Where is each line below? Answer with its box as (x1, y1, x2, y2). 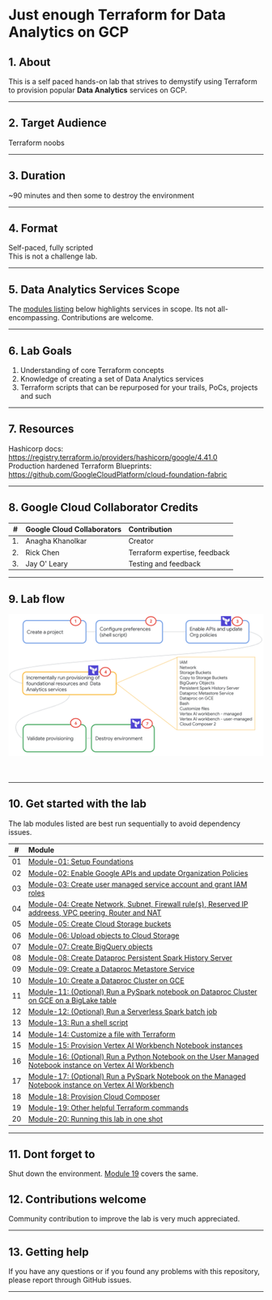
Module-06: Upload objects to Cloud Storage (28, 930, 180, 940)
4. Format (8, 221, 58, 236)
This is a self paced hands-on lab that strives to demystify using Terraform (8, 77, 257, 86)
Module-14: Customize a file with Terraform (28, 1029, 176, 1039)
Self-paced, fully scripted (8, 243, 94, 253)
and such (19, 391, 52, 401)
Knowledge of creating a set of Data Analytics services (19, 374, 204, 384)
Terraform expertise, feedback (128, 547, 231, 557)
